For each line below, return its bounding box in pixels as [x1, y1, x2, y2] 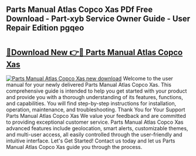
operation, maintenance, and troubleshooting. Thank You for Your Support [6, 106, 185, 113]
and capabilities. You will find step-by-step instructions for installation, [6, 100, 177, 107]
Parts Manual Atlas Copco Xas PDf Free [6, 5, 153, 15]
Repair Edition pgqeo [6, 23, 85, 33]
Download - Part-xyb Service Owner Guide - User [6, 14, 191, 24]
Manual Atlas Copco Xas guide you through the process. [6, 144, 143, 150]
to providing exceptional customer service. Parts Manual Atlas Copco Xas [6, 118, 184, 126]
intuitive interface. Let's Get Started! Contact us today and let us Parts [6, 137, 175, 144]
